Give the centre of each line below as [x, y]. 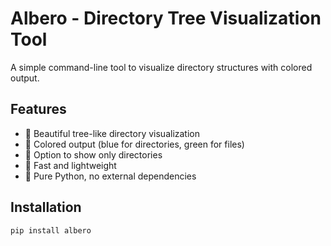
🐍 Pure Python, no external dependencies [110, 176]
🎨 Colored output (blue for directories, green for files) [134, 144]
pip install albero [51, 230]
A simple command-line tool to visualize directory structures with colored [161, 67]
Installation [46, 207]
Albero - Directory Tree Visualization [166, 18]
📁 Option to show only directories [93, 154]
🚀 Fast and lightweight [70, 165]
